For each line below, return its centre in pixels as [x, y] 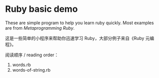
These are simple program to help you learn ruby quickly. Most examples [79, 23]
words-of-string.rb [31, 70]
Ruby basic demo [42, 9]
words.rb [22, 65]
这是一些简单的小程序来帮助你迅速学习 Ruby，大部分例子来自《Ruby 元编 [80, 38]
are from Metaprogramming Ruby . [40, 28]
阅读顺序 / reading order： [32, 55]
